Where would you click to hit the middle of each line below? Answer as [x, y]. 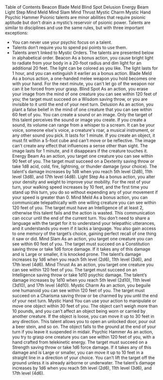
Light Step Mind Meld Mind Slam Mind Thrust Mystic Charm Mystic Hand [78, 12]
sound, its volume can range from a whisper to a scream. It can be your [83, 125]
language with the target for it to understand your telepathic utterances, [84, 223]
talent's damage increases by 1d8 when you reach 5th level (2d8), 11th [82, 172]
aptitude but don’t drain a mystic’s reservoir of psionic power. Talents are [78, 22]
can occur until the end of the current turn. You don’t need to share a [81, 218]
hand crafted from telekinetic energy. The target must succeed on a [80, 342]
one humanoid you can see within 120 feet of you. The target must [78, 290]
